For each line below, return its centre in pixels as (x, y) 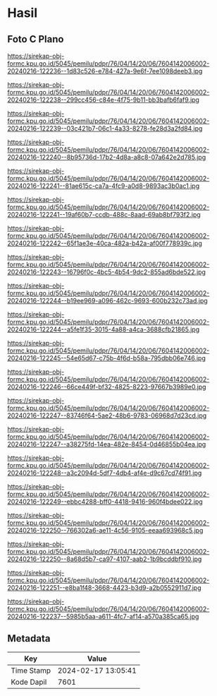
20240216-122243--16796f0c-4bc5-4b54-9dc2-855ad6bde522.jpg (107, 272)
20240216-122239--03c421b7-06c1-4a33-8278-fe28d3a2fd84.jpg (105, 128)
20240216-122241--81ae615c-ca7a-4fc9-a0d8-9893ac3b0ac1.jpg (103, 186)
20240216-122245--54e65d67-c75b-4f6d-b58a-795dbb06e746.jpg (107, 358)
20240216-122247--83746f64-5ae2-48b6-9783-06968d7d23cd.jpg (107, 415)
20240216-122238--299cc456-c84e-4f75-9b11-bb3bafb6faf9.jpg (103, 100)
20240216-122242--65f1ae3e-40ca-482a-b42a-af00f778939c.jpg (105, 243)
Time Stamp (31, 671)
